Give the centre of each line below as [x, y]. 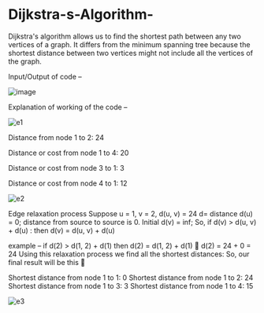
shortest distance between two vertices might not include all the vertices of [131, 53]
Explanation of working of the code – [68, 107]
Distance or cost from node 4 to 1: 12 [68, 183]
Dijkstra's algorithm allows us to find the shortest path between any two [125, 36]
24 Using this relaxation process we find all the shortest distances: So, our [129, 254]
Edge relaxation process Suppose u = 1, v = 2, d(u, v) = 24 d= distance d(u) [131, 213]
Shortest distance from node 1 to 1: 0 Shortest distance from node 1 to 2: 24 [131, 278]
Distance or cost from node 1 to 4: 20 [69, 153]
